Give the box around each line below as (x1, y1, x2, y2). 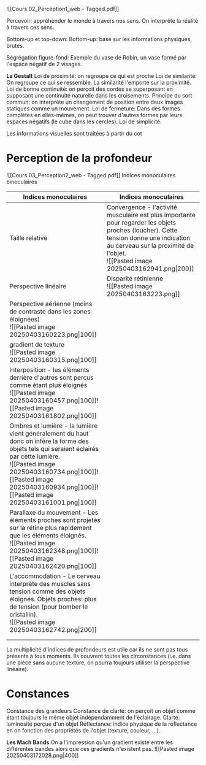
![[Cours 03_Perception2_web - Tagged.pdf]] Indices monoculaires (6, 171, 176, 179)
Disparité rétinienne (106, 274, 164, 283)
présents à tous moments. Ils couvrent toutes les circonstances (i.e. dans (6, 652, 191, 659)
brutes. (6, 42, 25, 49)
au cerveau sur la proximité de (106, 241, 194, 250)
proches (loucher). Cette (106, 226, 178, 234)
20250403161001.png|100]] (9, 498, 97, 507)
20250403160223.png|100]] (9, 330, 97, 339)
